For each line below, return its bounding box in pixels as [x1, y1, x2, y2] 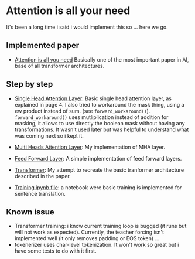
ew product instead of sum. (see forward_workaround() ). [14, 107, 150, 114]
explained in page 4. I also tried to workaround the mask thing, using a [14, 101, 184, 108]
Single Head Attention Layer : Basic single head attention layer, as [14, 95, 172, 102]
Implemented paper [6, 40, 80, 50]
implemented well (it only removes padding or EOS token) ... [14, 235, 160, 242]
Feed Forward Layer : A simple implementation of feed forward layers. [14, 155, 182, 162]
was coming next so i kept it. [14, 132, 84, 139]
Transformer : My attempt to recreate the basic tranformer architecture [14, 166, 184, 173]
